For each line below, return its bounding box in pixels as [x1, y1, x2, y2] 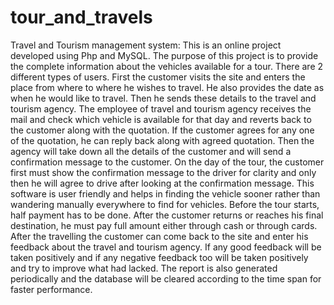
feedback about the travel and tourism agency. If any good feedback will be [10, 241, 322, 253]
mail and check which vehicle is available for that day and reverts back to [10, 113, 312, 125]
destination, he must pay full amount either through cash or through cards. [10, 219, 318, 231]
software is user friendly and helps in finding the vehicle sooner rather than [10, 187, 321, 200]
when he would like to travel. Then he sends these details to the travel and [10, 92, 317, 104]
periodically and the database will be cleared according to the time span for [10, 272, 322, 285]
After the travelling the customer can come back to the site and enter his [10, 230, 309, 242]
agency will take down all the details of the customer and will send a [10, 145, 292, 157]
